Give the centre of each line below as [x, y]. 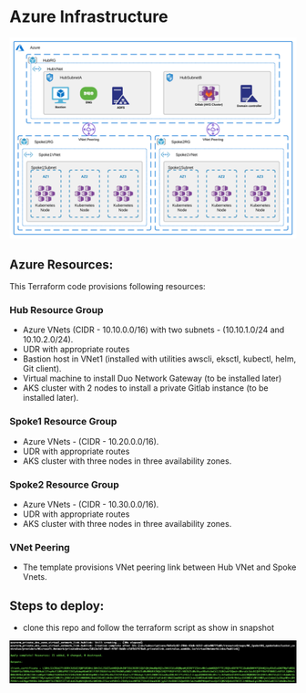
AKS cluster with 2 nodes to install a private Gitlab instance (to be [145, 388]
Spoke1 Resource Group [63, 422]
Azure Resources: [61, 264]
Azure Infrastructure [89, 17]
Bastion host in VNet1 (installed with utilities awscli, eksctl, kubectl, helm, [159, 359]
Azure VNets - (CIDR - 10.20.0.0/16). [91, 441]
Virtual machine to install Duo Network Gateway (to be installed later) [152, 378]
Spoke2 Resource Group [65, 484]
